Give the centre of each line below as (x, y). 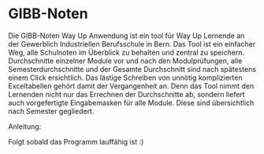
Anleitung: (25, 126)
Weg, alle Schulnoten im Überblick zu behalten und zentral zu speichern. (126, 52)
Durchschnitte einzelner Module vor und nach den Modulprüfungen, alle (125, 61)
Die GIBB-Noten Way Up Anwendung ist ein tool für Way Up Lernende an (126, 36)
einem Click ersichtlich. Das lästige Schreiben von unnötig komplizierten (125, 77)
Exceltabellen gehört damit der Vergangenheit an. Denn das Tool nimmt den (131, 86)
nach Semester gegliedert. (51, 111)
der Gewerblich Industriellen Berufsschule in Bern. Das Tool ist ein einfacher (132, 43)
